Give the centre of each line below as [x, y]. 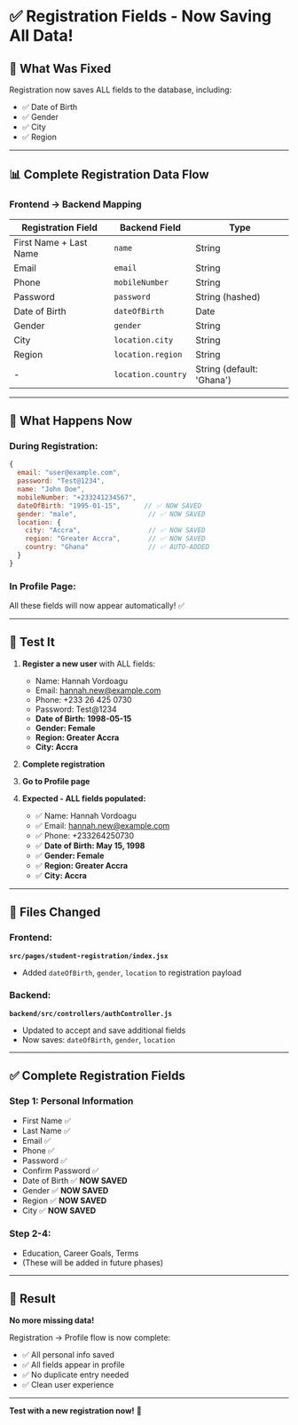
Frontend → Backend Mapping [75, 204]
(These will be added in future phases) [93, 1263]
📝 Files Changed [55, 913]
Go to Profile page [56, 781]
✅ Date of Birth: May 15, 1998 [90, 846]
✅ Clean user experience [68, 1384]
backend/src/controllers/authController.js [91, 1013]
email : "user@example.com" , [69, 473]
